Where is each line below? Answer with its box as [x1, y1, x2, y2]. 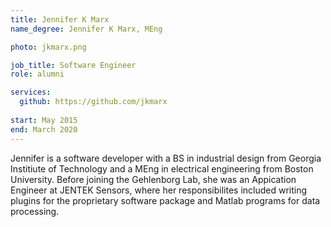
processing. [10, 205, 60, 217]
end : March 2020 [10, 124, 78, 135]
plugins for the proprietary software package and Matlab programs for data [10, 194, 321, 206]
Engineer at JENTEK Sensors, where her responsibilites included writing [10, 184, 308, 196]
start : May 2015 [10, 115, 78, 125]
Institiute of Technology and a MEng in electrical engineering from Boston [10, 162, 314, 175]
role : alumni [10, 69, 65, 80]
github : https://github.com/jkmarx [19, 97, 168, 107]
